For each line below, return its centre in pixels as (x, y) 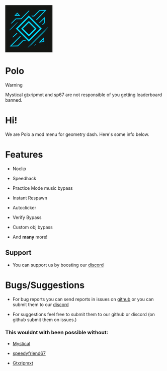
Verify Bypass (27, 217)
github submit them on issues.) (45, 320)
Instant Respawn (30, 198)
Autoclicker (24, 207)
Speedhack (24, 178)
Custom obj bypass (32, 227)
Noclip (19, 169)
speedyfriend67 (29, 353)
